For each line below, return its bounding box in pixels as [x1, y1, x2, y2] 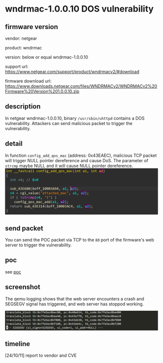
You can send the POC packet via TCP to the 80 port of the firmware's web [5, 237, 154, 242]
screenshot [5, 283, 40, 291]
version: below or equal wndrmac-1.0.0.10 [5, 54, 88, 60]
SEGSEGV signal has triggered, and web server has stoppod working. [5, 301, 144, 307]
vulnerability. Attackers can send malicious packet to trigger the [5, 120, 132, 126]
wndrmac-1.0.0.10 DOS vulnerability [5, 3, 154, 15]
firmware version [5, 23, 58, 31]
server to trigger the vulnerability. [5, 242, 72, 248]
